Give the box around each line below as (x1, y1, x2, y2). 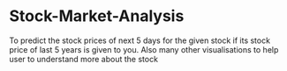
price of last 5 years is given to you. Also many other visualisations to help (9, 44, 279, 54)
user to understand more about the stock (9, 53, 159, 64)
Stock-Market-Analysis (9, 6, 185, 26)
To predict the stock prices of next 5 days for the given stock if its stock (9, 35, 271, 46)
